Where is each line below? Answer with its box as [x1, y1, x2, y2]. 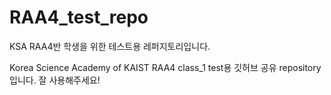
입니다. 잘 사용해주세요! [9, 74, 101, 86]
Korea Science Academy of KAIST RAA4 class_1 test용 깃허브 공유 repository [9, 61, 322, 73]
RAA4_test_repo [9, 6, 149, 29]
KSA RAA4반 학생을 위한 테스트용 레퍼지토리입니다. [9, 40, 211, 52]
